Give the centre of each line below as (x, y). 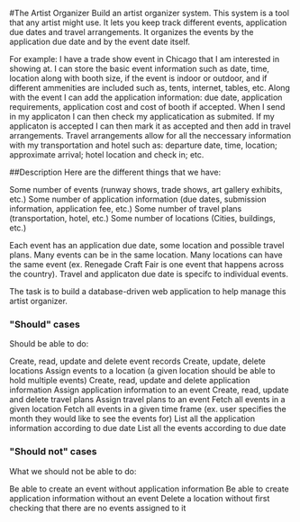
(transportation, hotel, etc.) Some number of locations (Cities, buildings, (143, 218)
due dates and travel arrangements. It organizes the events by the (132, 32)
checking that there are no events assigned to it (98, 508)
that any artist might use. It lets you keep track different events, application (148, 22)
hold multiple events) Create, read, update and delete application (130, 381)
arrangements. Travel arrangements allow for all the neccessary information (150, 135)
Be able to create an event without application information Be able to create (150, 489)
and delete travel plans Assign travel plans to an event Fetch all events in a (147, 400)
